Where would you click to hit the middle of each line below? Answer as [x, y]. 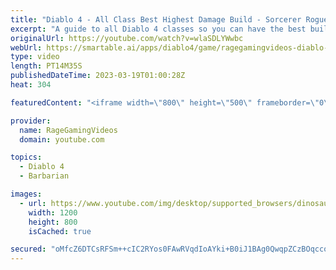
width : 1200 [53, 212]
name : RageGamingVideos [68, 130]
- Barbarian [44, 176]
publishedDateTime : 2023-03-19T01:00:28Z [98, 76]
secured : [28, 249]
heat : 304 [31, 85]
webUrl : [26, 47]
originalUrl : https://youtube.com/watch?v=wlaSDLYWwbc [127, 38]
